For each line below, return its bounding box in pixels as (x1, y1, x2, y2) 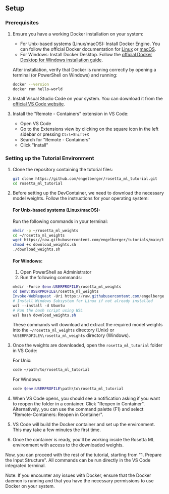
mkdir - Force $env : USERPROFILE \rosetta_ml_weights (12, 284, 122, 289)
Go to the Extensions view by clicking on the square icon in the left (20, 126, 159, 132)
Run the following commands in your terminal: (12, 218, 108, 224)
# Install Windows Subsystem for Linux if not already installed (12, 298, 153, 303)
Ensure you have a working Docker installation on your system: (12, 30, 144, 37)
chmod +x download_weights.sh (12, 242, 77, 247)
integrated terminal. (5, 463, 46, 469)
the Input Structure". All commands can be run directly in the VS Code (5, 457, 151, 463)
